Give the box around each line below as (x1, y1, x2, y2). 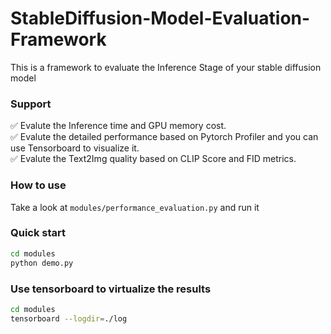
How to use (10, 178, 67, 192)
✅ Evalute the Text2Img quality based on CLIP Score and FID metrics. (10, 153, 297, 165)
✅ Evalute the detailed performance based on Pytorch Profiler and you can (10, 131, 319, 143)
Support (10, 97, 52, 111)
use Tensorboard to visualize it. (10, 142, 140, 154)
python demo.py (10, 258, 74, 268)
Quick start (10, 226, 67, 240)
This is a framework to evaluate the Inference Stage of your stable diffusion (10, 61, 322, 73)
